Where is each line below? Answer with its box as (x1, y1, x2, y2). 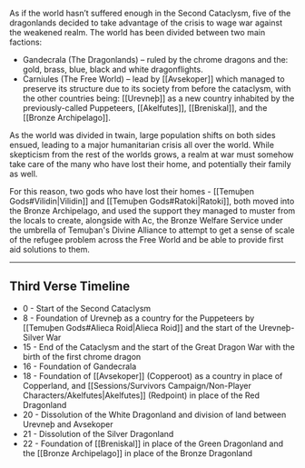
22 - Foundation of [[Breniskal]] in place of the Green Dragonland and (22, 438, 284, 449)
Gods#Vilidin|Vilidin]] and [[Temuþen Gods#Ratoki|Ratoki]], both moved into (9, 195, 295, 206)
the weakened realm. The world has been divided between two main (9, 27, 266, 37)
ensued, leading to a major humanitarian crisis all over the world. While (9, 140, 275, 150)
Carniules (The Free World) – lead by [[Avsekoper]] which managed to (22, 74, 285, 85)
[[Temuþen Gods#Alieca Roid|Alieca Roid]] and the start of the (22, 322, 257, 333)
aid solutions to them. (9, 244, 91, 254)
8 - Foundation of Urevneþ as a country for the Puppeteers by (22, 313, 255, 324)
